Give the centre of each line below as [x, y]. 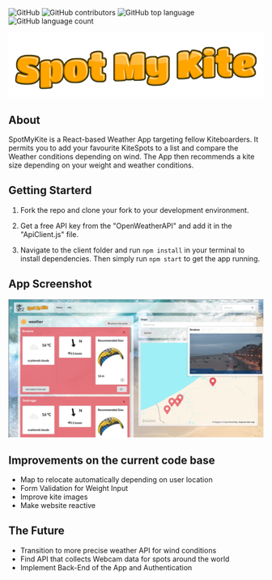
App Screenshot [50, 284]
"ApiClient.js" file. [49, 234]
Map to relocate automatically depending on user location [116, 480]
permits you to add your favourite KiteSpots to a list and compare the [123, 148]
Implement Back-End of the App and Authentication [106, 567]
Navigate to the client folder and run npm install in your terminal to [132, 250]
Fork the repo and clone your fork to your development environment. [134, 210]
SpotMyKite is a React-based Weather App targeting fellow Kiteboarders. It [134, 139]
